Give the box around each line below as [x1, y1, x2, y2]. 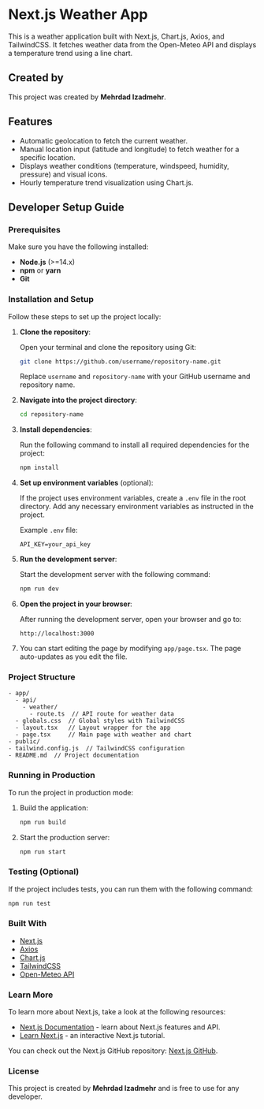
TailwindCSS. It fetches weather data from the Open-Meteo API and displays [8, 39, 257, 49]
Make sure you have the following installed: [8, 242, 149, 251]
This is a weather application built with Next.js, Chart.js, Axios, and [8, 32, 225, 41]
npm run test [8, 899, 51, 907]
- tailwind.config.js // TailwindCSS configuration [8, 745, 185, 753]
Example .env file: [19, 526, 78, 535]
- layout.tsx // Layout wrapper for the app [15, 724, 171, 732]
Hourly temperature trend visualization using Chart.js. [19, 177, 194, 187]
